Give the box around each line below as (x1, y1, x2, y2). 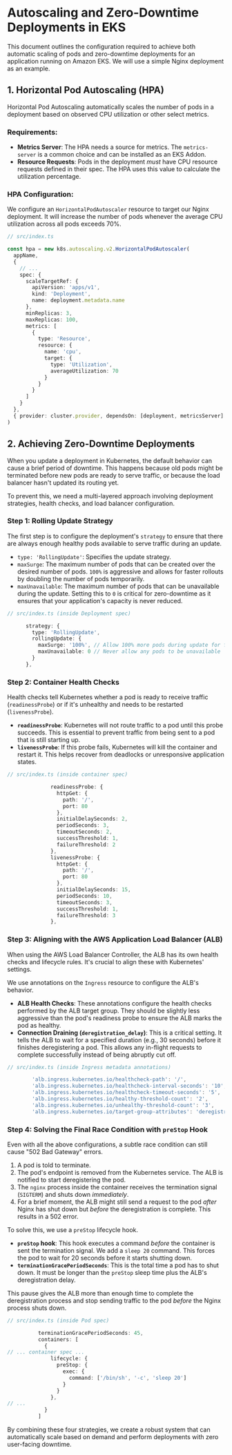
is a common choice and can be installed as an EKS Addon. (37, 150, 206, 159)
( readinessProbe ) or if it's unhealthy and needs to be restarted (7, 701, 184, 709)
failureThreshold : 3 (56, 912, 116, 919)
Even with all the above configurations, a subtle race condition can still (7, 1140, 208, 1149)
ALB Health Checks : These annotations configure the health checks (17, 999, 212, 1007)
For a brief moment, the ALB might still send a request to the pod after (17, 1198, 217, 1206)
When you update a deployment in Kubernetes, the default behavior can (7, 456, 213, 465)
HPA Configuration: (7, 189, 74, 199)
